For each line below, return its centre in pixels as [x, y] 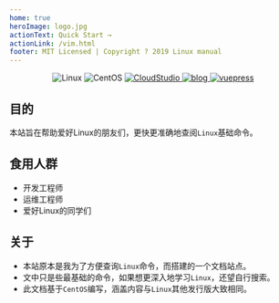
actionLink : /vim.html [52, 43]
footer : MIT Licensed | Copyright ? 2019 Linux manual [116, 52]
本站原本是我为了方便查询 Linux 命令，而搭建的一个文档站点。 [137, 266]
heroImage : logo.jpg [49, 26]
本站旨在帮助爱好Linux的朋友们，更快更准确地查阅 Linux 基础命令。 [134, 132]
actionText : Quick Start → [61, 35]
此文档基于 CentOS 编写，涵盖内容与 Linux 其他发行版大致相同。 [137, 288]
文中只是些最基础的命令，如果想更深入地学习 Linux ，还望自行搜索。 [149, 277]
